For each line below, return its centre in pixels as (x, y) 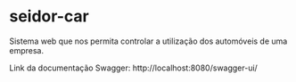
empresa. (27, 50)
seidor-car (49, 16)
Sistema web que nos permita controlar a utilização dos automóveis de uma (148, 41)
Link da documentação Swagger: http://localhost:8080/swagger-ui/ (134, 68)
